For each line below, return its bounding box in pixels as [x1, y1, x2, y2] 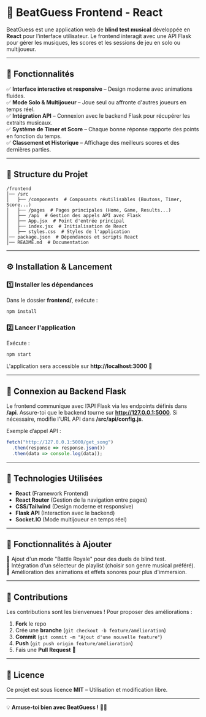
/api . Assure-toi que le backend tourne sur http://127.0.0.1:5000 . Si [6, 409, 178, 416]
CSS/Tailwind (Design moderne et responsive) [15, 502, 134, 510]
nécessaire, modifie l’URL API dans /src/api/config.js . [6, 415, 143, 423]
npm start [6, 351, 32, 358]
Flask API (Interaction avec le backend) [15, 509, 115, 516]
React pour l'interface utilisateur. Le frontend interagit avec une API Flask [6, 32, 192, 39]
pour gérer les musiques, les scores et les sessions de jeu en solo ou [6, 39, 181, 46]
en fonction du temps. [6, 132, 63, 140]
